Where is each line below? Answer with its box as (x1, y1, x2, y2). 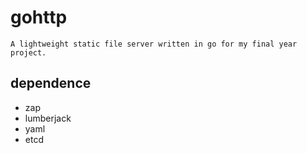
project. (10, 47, 47, 58)
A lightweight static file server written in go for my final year (10, 39, 298, 49)
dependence (10, 75, 92, 92)
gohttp (10, 6, 68, 29)
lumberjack (24, 112, 72, 124)
